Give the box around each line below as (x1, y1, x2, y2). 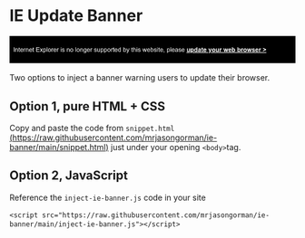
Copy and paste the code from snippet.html (9, 122, 175, 133)
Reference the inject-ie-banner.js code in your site (9, 192, 206, 203)
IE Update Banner (9, 5, 143, 26)
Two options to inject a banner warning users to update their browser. (9, 72, 271, 83)
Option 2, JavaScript (9, 168, 129, 184)
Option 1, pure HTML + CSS (9, 99, 166, 114)
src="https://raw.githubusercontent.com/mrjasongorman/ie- (42, 210, 271, 220)
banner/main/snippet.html (9, 141, 106, 152)
